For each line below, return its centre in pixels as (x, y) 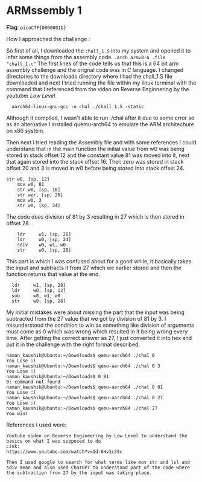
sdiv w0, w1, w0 (42, 245)
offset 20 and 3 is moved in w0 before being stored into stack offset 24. (96, 168)
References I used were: (36, 425)
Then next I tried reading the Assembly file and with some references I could (101, 142)
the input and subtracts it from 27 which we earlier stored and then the (94, 268)
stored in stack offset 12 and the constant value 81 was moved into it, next (98, 155)
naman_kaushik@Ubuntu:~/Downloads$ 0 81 (58, 376)
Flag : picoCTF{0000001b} (36, 27)
